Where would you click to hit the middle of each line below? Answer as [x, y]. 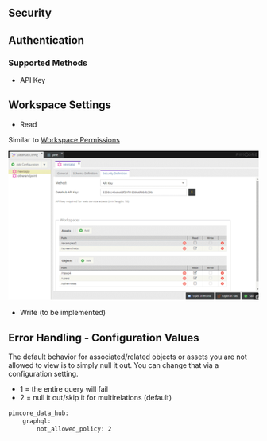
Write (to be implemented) [62, 313]
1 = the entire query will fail [64, 388]
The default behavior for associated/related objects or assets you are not [128, 357]
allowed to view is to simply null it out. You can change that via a [114, 365]
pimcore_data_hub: [39, 413]
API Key [33, 80]
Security [30, 13]
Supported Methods [48, 63]
